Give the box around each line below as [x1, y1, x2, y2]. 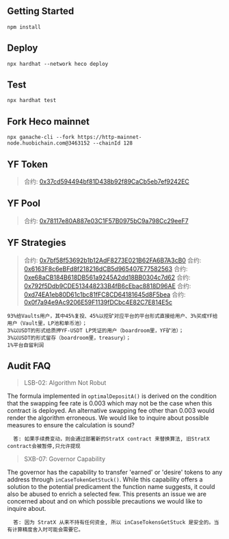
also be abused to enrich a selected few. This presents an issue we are [7, 490, 207, 498]
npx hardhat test [7, 97, 57, 104]
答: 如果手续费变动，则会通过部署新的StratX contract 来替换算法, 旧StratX [13, 435, 210, 442]
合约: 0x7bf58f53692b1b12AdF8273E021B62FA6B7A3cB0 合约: [23, 256, 202, 264]
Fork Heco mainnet [7, 116, 90, 127]
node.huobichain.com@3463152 [7, 140, 90, 147]
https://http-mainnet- [77, 134, 142, 141]
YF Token [7, 158, 49, 170]
